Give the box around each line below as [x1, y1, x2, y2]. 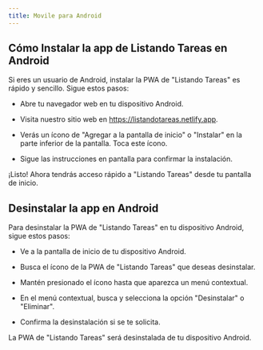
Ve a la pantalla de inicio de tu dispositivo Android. [19, 247, 186, 256]
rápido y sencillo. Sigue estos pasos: [8, 83, 130, 93]
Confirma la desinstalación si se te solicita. [19, 317, 161, 327]
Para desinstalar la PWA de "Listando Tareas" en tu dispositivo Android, [8, 223, 245, 232]
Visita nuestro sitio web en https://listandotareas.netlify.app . [19, 115, 218, 124]
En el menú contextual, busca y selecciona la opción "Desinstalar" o [19, 293, 245, 303]
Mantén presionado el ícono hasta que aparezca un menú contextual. [19, 278, 249, 288]
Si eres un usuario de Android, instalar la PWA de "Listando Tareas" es [8, 75, 241, 85]
